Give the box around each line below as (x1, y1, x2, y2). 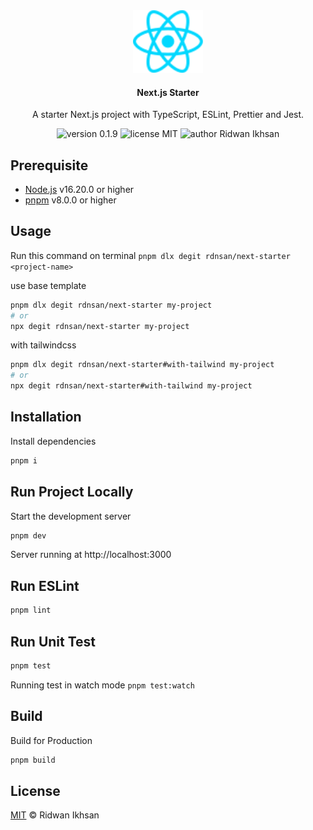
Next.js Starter (136, 86, 200, 98)
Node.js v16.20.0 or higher (24, 184, 135, 196)
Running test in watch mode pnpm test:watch (10, 679, 195, 691)
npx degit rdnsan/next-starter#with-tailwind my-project (10, 381, 253, 391)
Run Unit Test (10, 633, 97, 650)
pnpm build (10, 755, 56, 765)
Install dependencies (10, 435, 97, 447)
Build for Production (10, 734, 93, 746)
